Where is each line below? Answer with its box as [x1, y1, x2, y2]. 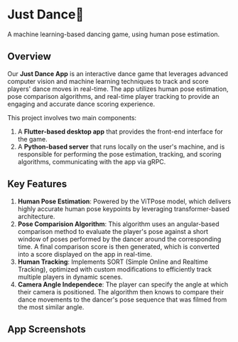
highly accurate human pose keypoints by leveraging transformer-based [17, 204, 229, 213]
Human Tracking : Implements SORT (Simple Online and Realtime [17, 257, 208, 266]
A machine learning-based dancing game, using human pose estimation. [7, 30, 220, 38]
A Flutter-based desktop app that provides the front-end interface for [17, 127, 224, 136]
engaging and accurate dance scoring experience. [7, 100, 155, 108]
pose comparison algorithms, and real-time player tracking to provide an [7, 92, 220, 100]
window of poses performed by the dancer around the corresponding [17, 235, 222, 243]
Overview [7, 50, 52, 63]
